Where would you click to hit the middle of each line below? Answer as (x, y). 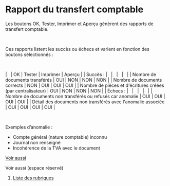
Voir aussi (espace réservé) (34, 168)
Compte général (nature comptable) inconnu (60, 137)
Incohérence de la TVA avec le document (56, 148)
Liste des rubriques (33, 178)
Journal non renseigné (36, 142)
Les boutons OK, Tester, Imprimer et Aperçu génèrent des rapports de (79, 24)
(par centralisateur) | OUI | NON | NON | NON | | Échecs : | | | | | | (79, 90)
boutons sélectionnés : (30, 54)
